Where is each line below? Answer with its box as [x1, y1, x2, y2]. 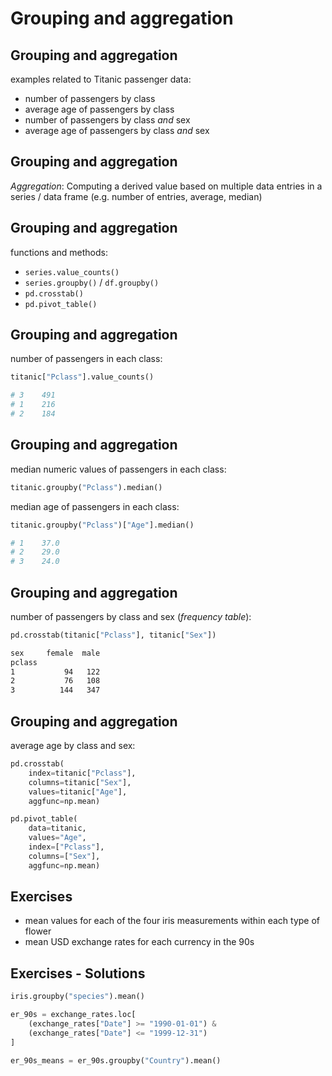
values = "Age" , [28, 833, 87, 843]
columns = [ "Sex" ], [28, 851, 101, 861]
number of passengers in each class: [10, 353, 163, 365]
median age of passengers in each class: [10, 500, 180, 512]
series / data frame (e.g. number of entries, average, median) [10, 190, 263, 202]
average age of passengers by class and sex [24, 125, 210, 136]
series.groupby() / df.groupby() [24, 276, 160, 288]
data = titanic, [28, 823, 87, 834]
